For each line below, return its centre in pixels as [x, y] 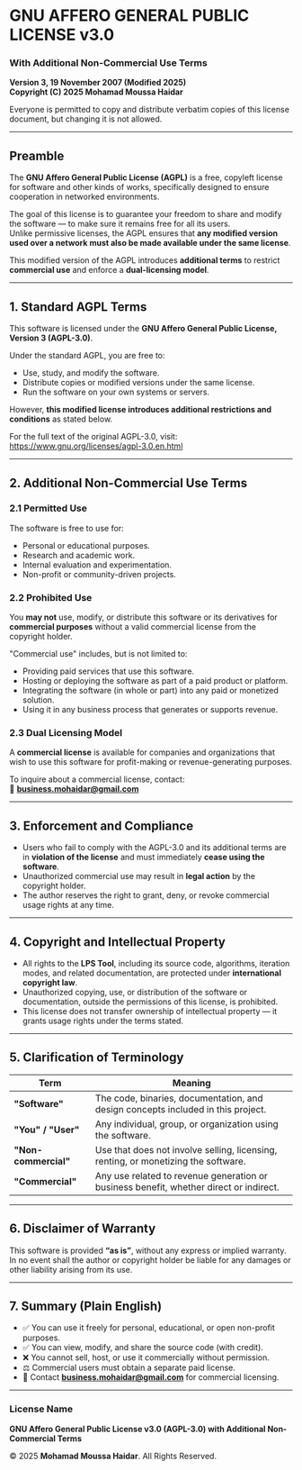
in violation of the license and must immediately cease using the [143, 857]
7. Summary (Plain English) [86, 1307]
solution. [38, 700]
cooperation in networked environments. [84, 197]
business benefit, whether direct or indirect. [187, 1187]
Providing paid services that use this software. [108, 671]
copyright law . [50, 983]
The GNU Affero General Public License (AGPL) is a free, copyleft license [146, 177]
